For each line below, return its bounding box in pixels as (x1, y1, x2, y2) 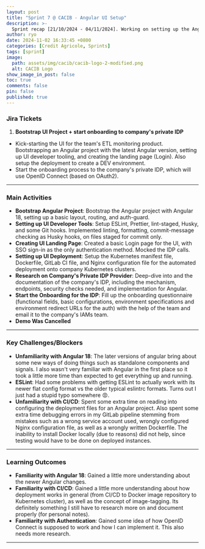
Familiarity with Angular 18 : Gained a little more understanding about (15, 471, 190, 479)
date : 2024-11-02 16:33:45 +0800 (6, 37, 92, 43)
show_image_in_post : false (6, 71, 75, 78)
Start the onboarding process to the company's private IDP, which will (15, 166, 191, 173)
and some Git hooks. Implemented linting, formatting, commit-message (15, 227, 194, 234)
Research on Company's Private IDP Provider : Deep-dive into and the (15, 272, 193, 280)
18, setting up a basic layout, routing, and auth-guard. (15, 214, 150, 221)
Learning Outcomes (6, 457, 67, 466)
